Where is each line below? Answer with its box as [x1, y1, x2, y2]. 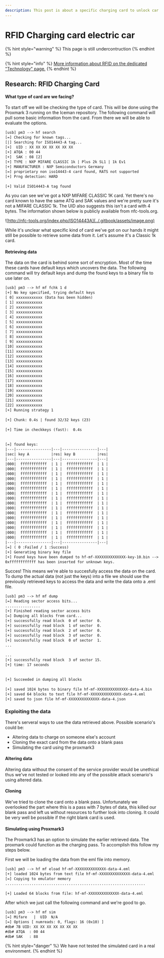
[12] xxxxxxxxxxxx [5, 354, 43, 359]
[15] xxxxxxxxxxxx [5, 369, 43, 374]
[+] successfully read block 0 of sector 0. [5, 619, 102, 623]
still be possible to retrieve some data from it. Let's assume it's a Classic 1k [5, 233, 156, 239]
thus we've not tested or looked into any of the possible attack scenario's [5, 771, 153, 777]
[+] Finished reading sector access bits [5, 609, 91, 614]
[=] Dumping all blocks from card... [5, 614, 82, 619]
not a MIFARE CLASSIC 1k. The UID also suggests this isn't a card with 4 [5, 203, 151, 209]
